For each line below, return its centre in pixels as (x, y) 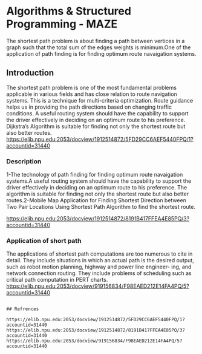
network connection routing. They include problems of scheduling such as (99, 273)
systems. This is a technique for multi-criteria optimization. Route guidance (100, 100)
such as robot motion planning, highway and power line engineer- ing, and (99, 267)
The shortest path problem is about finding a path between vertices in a (96, 41)
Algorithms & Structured (69, 11)
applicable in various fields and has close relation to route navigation (92, 94)
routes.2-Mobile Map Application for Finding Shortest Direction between (96, 200)
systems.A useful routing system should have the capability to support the (99, 181)
